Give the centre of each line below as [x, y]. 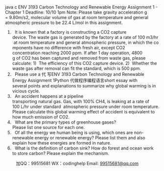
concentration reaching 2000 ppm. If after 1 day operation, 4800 [77, 53]
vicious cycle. [26, 91]
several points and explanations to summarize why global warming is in [84, 86]
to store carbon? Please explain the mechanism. [60, 153]
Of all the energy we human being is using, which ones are [74, 132]
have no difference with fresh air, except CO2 [79, 48]
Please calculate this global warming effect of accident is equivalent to [83, 112]
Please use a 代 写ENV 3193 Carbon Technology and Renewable [79, 74]
